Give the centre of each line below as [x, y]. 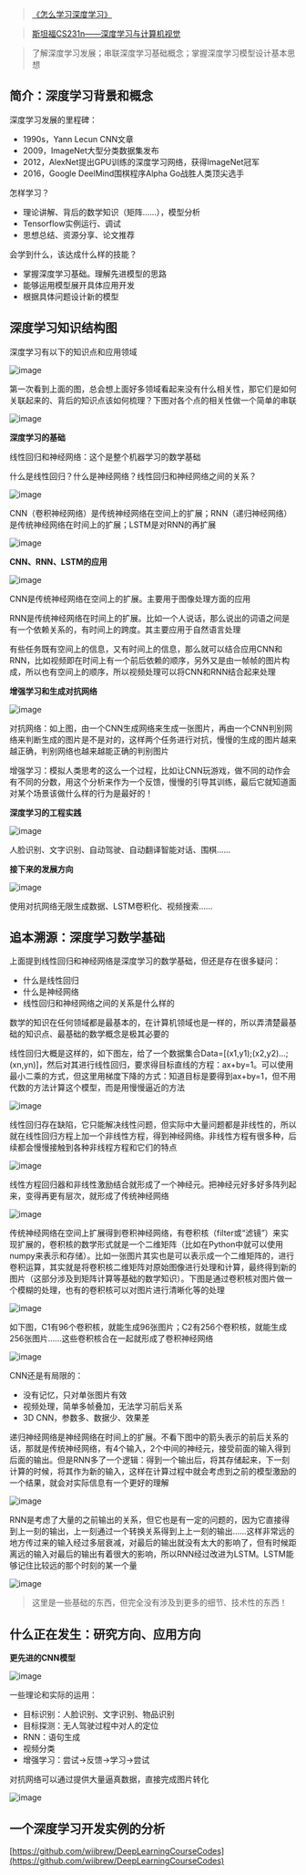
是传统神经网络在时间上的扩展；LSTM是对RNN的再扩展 [113, 525]
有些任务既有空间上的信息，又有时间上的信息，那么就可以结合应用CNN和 [146, 649]
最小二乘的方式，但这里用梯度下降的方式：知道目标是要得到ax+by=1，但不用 [153, 1077]
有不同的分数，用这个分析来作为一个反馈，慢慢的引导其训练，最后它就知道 [149, 781]
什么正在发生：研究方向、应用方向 [105, 1634]
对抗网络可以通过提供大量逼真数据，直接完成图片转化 [109, 1779]
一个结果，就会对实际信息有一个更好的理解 [89, 1483]
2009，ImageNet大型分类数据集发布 [91, 151]
